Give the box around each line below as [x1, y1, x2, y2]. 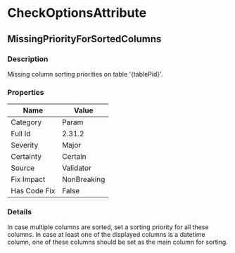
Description [7, 54, 49, 64]
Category [11, 117, 42, 127]
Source [11, 163, 35, 173]
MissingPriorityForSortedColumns [7, 33, 162, 45]
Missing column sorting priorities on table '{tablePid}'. [7, 70, 163, 78]
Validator [62, 163, 91, 173]
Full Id [11, 129, 31, 138]
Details [7, 207, 32, 217]
